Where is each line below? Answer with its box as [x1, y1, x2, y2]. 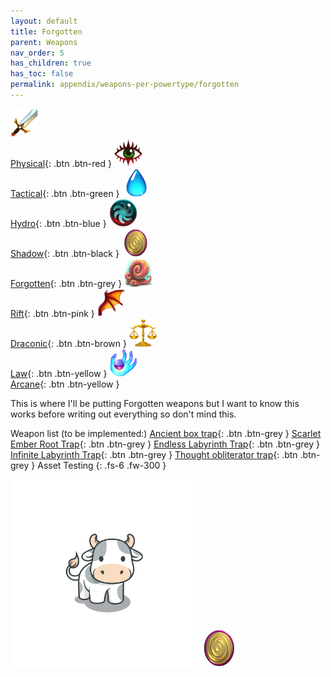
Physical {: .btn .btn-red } [10, 157, 112, 169]
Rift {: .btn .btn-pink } [10, 307, 95, 319]
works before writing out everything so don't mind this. [10, 408, 237, 420]
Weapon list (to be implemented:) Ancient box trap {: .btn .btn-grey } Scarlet [10, 427, 322, 439]
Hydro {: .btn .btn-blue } [10, 217, 107, 229]
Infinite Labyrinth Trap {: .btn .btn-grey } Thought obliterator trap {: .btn [10, 448, 298, 460]
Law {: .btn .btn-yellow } [10, 367, 108, 379]
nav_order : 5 [10, 48, 65, 58]
